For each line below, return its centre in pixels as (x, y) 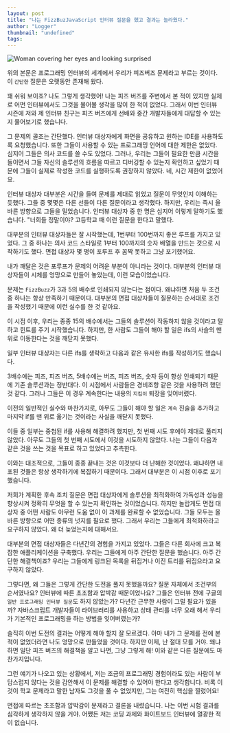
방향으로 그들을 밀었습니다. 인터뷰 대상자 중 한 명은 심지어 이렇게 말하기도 (118, 211)
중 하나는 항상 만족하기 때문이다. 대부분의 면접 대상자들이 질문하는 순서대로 (107, 298)
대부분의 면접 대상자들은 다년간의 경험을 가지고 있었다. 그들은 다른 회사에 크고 (111, 544)
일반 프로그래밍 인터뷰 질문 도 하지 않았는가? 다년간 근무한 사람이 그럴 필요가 (105, 602)
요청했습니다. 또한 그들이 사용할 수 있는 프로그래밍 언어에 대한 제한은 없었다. (116, 145)
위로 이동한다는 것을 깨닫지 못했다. (53, 338)
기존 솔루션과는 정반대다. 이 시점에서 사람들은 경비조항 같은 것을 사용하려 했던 (118, 385)
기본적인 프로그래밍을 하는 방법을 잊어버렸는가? (77, 619)
